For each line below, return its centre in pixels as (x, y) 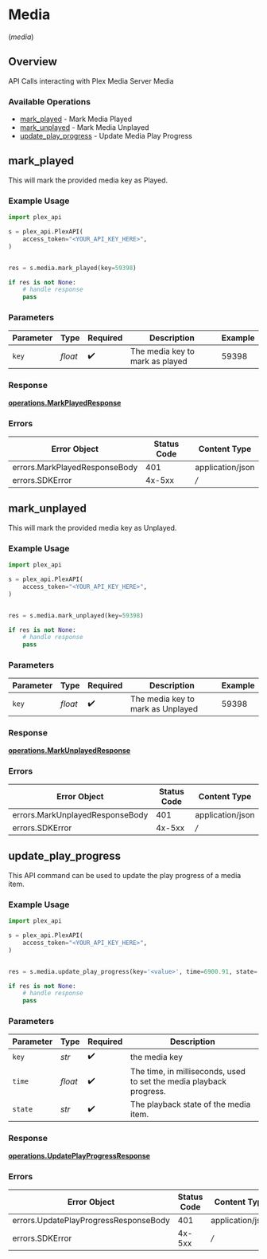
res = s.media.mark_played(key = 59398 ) (72, 268)
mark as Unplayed (164, 709)
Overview (33, 62)
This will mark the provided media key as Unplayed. (93, 528)
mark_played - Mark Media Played (76, 119)
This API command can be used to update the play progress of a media (125, 875)
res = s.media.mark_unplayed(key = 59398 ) (76, 615)
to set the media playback (178, 1081)
